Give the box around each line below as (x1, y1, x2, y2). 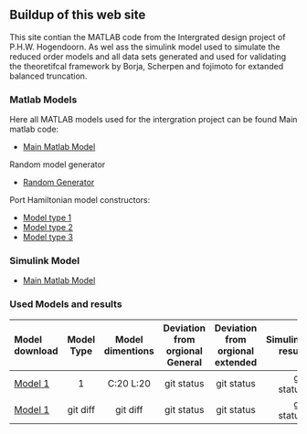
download (14, 344, 58, 357)
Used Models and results (9, 298, 122, 311)
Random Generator (22, 177, 95, 188)
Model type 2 (22, 222, 73, 233)
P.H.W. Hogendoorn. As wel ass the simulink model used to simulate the (9, 41, 281, 52)
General (166, 355, 203, 368)
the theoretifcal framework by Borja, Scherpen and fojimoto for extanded (9, 60, 284, 71)
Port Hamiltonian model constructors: (9, 195, 151, 206)
